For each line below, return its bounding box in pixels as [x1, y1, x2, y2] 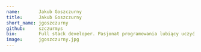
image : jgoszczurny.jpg [6, 36, 79, 42]
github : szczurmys [6, 25, 63, 32]
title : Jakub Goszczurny [6, 14, 82, 20]
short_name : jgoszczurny [6, 20, 69, 26]
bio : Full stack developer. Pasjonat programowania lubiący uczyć [6, 31, 196, 37]
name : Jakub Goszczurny [6, 8, 82, 15]
